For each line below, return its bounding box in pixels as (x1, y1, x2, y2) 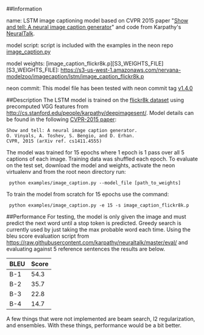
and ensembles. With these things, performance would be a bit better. (6, 322, 181, 329)
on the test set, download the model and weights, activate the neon (6, 162, 175, 169)
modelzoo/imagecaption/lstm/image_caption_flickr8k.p (6, 73, 144, 80)
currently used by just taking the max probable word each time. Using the (6, 226, 191, 233)
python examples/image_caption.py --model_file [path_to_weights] (9, 180, 181, 186)
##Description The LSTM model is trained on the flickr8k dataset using (6, 97, 185, 103)
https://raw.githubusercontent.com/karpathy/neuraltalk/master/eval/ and (6, 239, 188, 246)
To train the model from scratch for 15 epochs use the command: (6, 191, 169, 198)
